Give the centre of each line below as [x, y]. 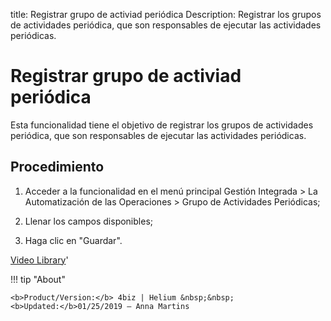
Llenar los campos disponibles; [88, 221]
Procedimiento [57, 167]
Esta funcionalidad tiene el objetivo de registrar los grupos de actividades [162, 125]
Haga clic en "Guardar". [73, 240]
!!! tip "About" [38, 279]
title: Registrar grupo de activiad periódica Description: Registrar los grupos [166, 14]
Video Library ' [39, 260]
